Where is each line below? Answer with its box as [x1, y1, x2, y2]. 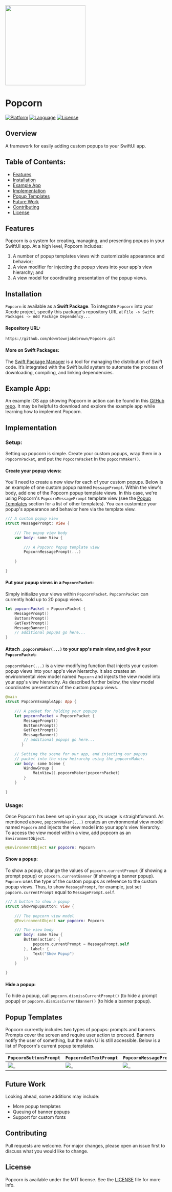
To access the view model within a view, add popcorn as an [5, 829, 131, 836]
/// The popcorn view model [14, 913, 74, 919]
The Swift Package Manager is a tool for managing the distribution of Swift [5, 358, 163, 365]
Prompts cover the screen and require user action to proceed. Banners [5, 1032, 155, 1038]
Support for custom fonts [12, 1114, 66, 1120]
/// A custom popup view [5, 516, 58, 521]
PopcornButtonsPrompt [8, 1055, 60, 1061]
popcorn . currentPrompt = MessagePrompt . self [32, 942, 130, 947]
